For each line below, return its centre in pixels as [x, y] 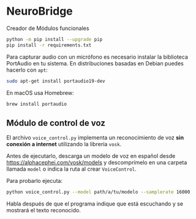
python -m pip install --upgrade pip [55, 39]
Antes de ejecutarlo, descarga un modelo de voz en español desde [91, 156]
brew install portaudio [37, 104]
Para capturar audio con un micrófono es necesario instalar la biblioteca [97, 57]
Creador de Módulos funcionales [48, 28]
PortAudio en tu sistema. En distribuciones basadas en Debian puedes [95, 63]
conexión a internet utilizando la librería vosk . [64, 144]
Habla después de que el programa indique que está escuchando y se [95, 204]
